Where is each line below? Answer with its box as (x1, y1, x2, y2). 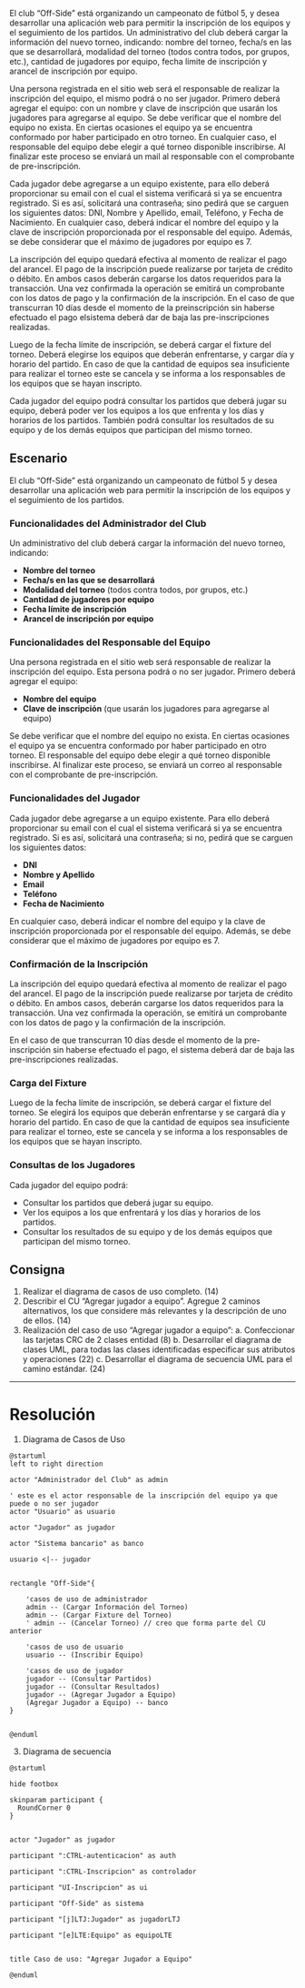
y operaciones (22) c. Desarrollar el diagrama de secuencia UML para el (22, 1354, 293, 1365)
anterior (9, 1627, 43, 1636)
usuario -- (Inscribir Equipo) (25, 1650, 144, 1660)
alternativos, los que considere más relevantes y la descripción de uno (22, 1306, 288, 1317)
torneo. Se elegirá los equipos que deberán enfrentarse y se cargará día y (9, 1107, 286, 1118)
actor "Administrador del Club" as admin (9, 1476, 169, 1485)
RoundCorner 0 (17, 1803, 71, 1813)
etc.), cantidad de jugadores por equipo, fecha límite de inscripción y (9, 56, 268, 66)
